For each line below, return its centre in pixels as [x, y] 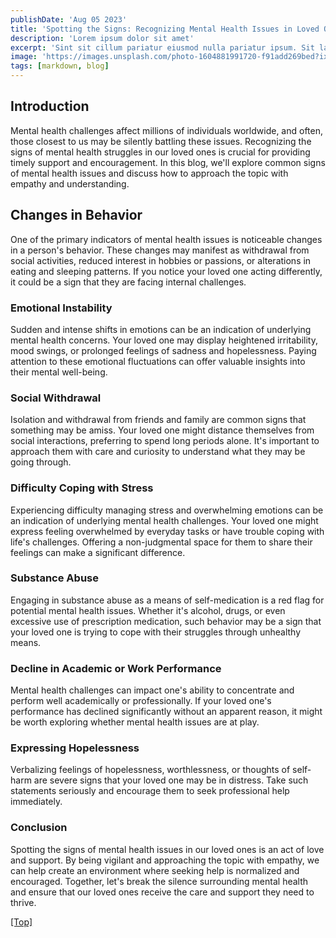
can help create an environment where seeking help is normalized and [155, 870]
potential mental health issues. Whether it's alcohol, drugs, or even [148, 610]
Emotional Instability [61, 308]
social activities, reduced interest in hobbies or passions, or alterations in [161, 260]
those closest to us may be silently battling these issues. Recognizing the [161, 141]
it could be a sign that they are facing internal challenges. [128, 282]
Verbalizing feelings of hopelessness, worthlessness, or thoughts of [150, 770]
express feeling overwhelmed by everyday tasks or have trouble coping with [167, 531]
